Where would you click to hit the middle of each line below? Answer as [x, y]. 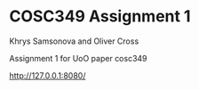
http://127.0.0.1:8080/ [48, 75]
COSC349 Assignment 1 [100, 16]
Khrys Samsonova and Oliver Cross [74, 41]
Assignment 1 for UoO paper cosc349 [79, 58]
